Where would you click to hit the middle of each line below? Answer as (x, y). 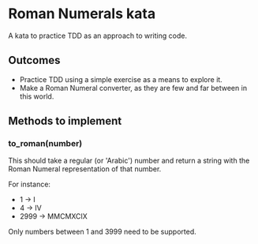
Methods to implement (65, 121)
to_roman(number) (45, 144)
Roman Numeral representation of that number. (85, 169)
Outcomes (34, 60)
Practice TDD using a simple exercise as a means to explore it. (121, 79)
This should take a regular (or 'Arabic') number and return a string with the (129, 161)
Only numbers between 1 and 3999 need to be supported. (103, 232)
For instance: (30, 184)
